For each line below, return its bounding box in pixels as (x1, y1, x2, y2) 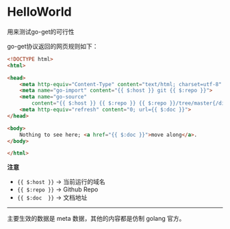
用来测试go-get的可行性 (7, 27, 75, 36)
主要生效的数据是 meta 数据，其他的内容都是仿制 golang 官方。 (7, 215, 186, 223)
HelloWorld (7, 4, 72, 20)
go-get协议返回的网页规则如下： (7, 42, 99, 50)
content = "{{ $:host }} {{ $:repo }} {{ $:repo (31, 100, 167, 107)
